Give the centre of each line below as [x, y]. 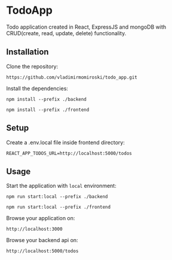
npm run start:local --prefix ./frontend [59, 207]
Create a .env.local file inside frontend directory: [66, 142]
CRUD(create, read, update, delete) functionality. [66, 33]
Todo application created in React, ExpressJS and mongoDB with [86, 27]
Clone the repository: [32, 66]
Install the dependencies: [37, 88]
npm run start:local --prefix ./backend [57, 197]
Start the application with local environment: [61, 186]
